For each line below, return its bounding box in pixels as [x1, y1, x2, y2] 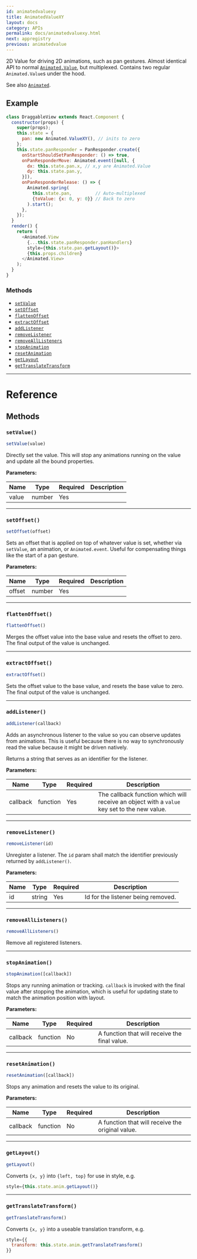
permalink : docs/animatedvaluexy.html [6, 31, 101, 36]
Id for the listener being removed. [84, 892, 176, 901]
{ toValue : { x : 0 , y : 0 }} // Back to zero [32, 196, 135, 202]
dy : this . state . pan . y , [27, 169, 83, 174]
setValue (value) [6, 441, 46, 447]
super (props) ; [16, 125, 51, 131]
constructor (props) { [11, 119, 64, 125]
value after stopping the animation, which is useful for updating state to [6, 988, 178, 995]
